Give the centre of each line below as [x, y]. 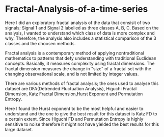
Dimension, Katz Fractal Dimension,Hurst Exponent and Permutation [74, 94]
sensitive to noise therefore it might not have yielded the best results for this [82, 124]
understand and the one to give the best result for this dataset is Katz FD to [81, 113]
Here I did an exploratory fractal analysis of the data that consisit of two [78, 23]
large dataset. [19, 129]
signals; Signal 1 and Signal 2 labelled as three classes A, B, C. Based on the [82, 27]
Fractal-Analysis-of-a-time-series [77, 9]
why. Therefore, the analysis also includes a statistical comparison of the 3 [81, 38]
